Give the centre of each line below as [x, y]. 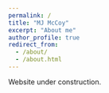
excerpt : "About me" [43, 30]
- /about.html [39, 60]
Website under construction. [55, 82]
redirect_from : [33, 45]
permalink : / [30, 15]
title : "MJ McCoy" [39, 23]
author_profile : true [44, 37]
